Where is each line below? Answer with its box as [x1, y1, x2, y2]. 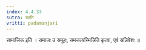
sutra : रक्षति [6, 14, 34, 20]
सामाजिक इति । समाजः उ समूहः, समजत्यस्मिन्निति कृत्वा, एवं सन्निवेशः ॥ [6, 37, 141, 44]
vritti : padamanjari [6, 20, 59, 26]
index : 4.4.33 [6, 8, 42, 15]
